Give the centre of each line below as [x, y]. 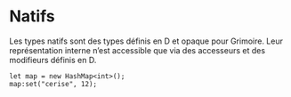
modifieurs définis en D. [53, 60]
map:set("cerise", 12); [53, 84]
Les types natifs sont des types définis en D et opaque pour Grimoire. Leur [146, 41]
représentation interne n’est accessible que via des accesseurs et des [137, 50]
